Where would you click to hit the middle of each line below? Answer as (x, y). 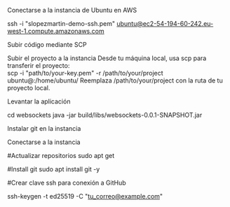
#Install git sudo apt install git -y (54, 169)
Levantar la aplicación (39, 101)
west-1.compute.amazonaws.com (56, 31)
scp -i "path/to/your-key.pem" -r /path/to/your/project (85, 73)
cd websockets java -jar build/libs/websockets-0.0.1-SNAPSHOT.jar (105, 115)
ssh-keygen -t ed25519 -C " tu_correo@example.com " (85, 196)
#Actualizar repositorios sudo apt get (61, 156)
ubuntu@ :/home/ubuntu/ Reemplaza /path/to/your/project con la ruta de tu (115, 80)
